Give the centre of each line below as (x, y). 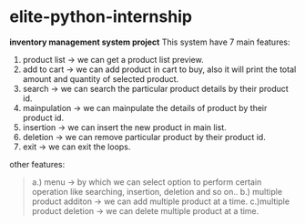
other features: (37, 164)
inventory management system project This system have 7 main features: (150, 42)
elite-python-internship (101, 17)
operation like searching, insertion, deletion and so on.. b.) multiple (157, 191)
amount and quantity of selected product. (101, 78)
